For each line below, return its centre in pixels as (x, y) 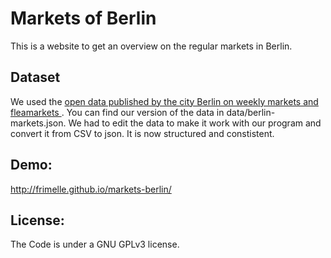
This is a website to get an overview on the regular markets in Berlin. (151, 46)
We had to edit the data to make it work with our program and (195, 123)
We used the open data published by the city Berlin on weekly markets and (164, 101)
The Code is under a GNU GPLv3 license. (95, 244)
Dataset (35, 77)
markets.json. (38, 123)
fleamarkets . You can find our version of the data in (117, 112)
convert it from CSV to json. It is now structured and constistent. (142, 133)
